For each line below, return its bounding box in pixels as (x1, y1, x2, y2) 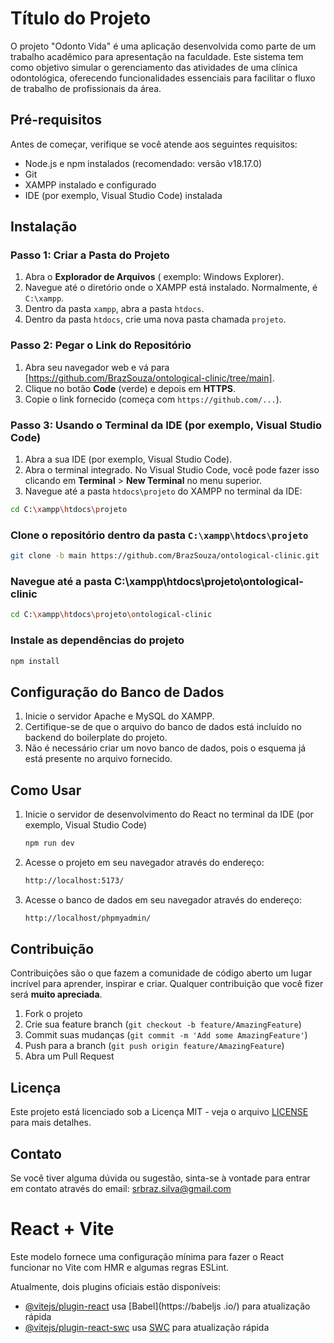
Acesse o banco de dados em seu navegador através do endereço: (24, 893, 302, 906)
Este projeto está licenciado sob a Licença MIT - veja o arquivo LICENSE (10, 1106, 309, 1118)
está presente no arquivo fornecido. (24, 753, 173, 765)
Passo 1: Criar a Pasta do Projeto (10, 248, 170, 262)
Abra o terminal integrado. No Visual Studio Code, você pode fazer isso (24, 464, 320, 476)
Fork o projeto (24, 1008, 83, 1020)
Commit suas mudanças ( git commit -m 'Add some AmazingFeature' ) (24, 1029, 308, 1041)
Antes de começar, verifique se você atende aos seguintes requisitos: (10, 138, 298, 150)
